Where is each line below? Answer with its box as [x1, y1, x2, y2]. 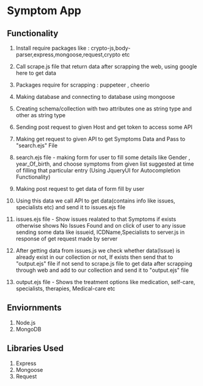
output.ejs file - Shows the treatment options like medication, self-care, [15, 279, 196, 285]
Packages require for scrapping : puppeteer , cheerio [15, 81, 150, 88]
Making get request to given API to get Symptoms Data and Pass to [15, 136, 186, 142]
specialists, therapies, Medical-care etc [15, 285, 116, 292]
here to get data [15, 69, 57, 77]
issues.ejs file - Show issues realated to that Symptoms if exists [15, 215, 177, 223]
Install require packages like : [15, 44, 90, 52]
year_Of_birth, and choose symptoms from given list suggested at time [15, 160, 194, 168]
